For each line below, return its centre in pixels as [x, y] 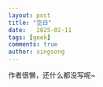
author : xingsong [37, 52]
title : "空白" [30, 23]
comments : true [33, 45]
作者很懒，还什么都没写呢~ [52, 75]
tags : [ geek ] [29, 37]
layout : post [29, 15]
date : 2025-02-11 [40, 30]
